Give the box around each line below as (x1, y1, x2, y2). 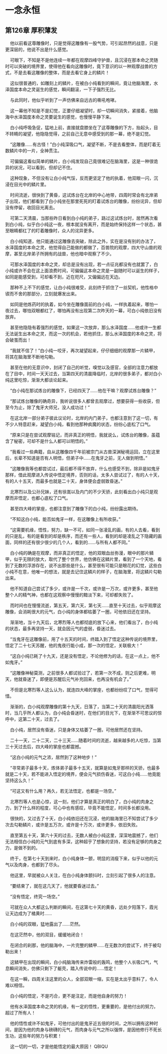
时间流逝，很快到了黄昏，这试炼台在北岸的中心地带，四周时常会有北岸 (9, 192, 154, 198)
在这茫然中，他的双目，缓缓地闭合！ (9, 932, 84, 938)
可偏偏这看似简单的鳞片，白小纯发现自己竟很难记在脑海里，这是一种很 (9, 158, 154, 164)
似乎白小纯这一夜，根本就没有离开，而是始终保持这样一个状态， (26, 221, 158, 227)
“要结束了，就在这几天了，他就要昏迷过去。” (9, 883, 99, 889)
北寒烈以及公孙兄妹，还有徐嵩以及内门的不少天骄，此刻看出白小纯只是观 (9, 489, 158, 495)
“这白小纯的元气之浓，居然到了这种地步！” (9, 754, 97, 760)
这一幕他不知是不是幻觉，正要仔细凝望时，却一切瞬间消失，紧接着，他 (9, 108, 154, 113)
